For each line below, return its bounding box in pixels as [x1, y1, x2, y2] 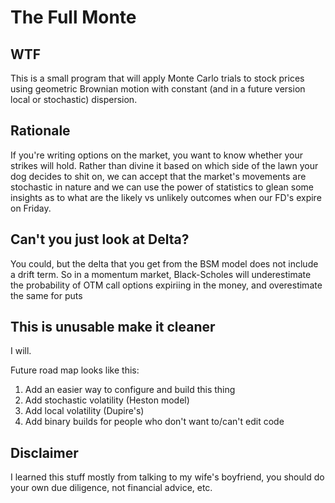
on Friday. [10, 202, 52, 214]
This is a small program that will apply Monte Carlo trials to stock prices [10, 72, 305, 84]
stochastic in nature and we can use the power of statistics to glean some [10, 181, 314, 193]
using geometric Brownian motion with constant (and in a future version [10, 83, 306, 95]
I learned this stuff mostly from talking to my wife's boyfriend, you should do [10, 471, 325, 483]
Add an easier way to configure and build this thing [24, 384, 236, 396]
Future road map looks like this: [10, 364, 140, 376]
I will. [10, 345, 32, 357]
